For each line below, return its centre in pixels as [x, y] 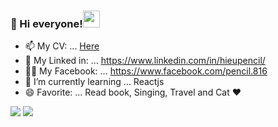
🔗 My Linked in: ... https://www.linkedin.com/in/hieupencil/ [145, 61]
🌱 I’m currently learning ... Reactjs [94, 82]
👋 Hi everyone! [46, 23]
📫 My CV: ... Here [62, 46]
